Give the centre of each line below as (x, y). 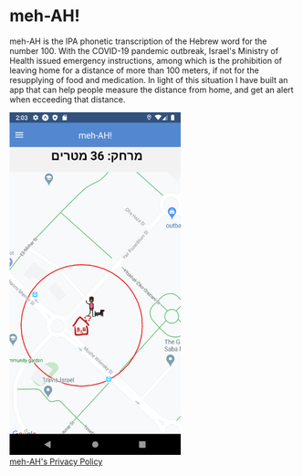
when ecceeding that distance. (68, 99)
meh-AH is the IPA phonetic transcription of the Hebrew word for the (138, 41)
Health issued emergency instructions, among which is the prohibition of (146, 60)
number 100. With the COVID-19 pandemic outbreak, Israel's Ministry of (144, 50)
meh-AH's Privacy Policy (56, 461)
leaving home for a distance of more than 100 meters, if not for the (135, 70)
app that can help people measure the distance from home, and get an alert (151, 90)
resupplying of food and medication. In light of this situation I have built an (149, 79)
